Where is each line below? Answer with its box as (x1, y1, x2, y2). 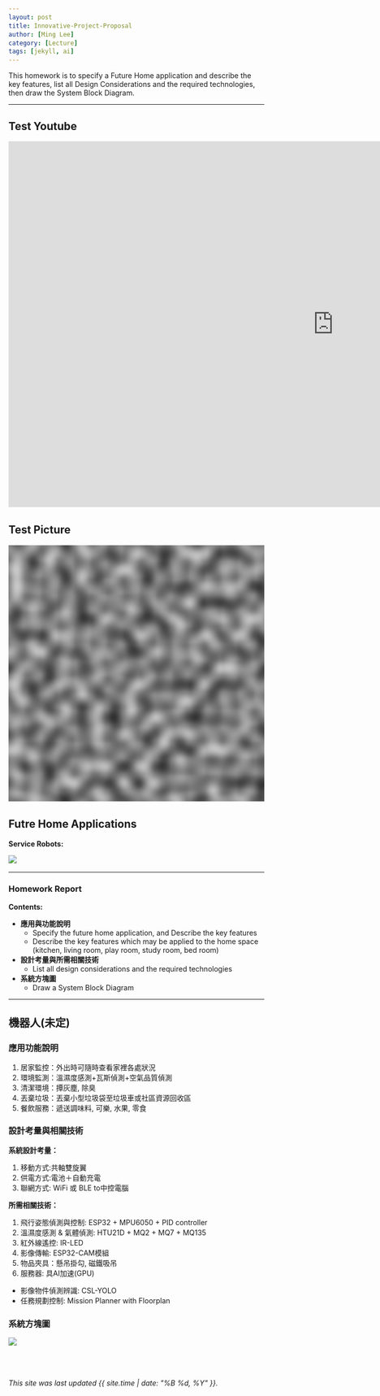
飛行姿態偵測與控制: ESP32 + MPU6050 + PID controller (19, 1217, 208, 1227)
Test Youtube (8, 119, 77, 133)
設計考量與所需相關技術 (19, 955, 99, 964)
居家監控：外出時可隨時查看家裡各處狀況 (19, 1062, 156, 1072)
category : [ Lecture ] (8, 39, 79, 47)
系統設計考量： (8, 1145, 58, 1155)
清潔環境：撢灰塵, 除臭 (19, 1082, 96, 1093)
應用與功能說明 (19, 919, 71, 928)
